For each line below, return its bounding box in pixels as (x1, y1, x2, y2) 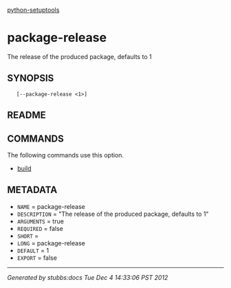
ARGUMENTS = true (16, 217, 64, 225)
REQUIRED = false (16, 224, 63, 232)
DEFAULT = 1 (16, 246, 49, 254)
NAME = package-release (16, 202, 86, 210)
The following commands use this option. (7, 151, 124, 159)
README (7, 109, 46, 121)
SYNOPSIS (7, 72, 54, 85)
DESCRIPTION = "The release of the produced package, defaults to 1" (16, 210, 209, 218)
